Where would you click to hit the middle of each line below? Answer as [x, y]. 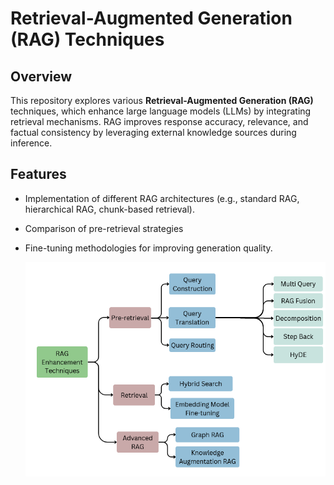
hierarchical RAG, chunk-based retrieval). [109, 209]
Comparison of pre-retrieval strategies [104, 228]
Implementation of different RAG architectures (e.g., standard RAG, [162, 198]
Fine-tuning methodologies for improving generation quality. [148, 248]
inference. [31, 143]
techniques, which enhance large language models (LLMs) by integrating [161, 111]
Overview [41, 76]
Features [38, 174]
